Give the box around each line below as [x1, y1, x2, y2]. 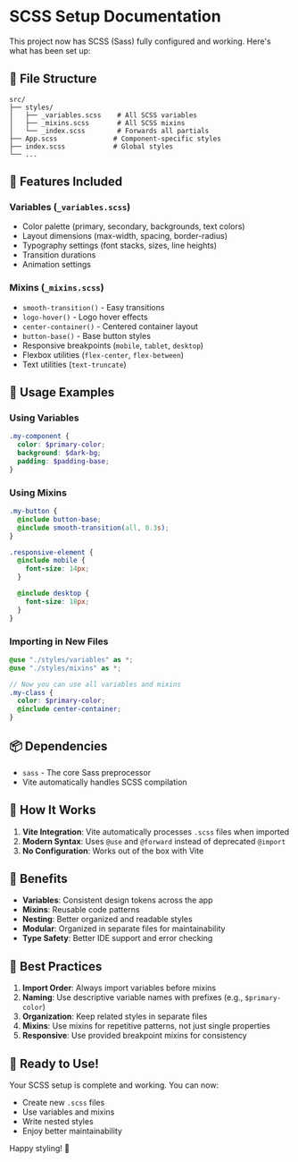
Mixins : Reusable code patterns [21, 904, 140, 915]
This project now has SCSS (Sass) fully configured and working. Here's [9, 36, 271, 47]
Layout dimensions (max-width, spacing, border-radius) [21, 231, 228, 242]
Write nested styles [21, 1116, 94, 1127]
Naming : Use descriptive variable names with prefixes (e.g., [21, 992, 244, 1003]
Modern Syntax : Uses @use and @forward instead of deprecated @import [21, 835, 286, 846]
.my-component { [9, 432, 70, 441]
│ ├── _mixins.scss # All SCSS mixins [9, 118, 186, 127]
